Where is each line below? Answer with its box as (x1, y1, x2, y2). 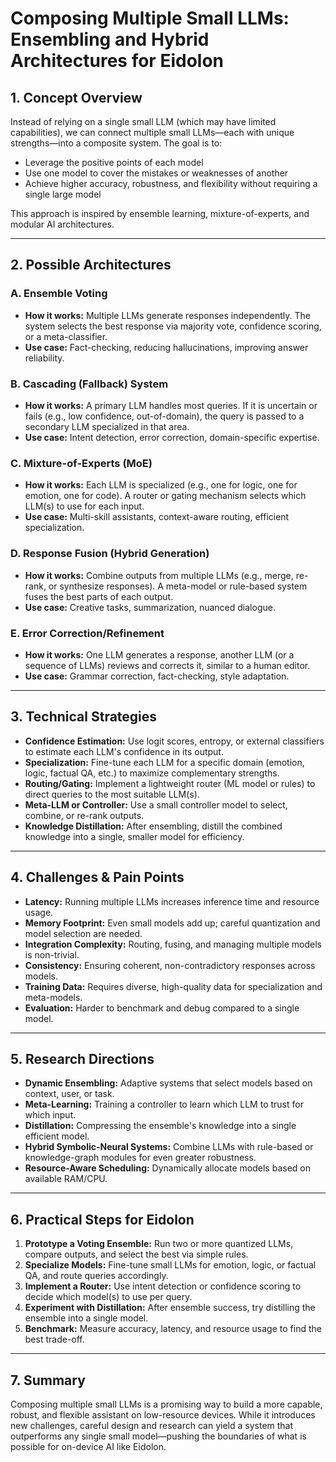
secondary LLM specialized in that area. (24, 420, 190, 432)
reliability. (24, 352, 65, 364)
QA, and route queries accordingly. (24, 1270, 169, 1282)
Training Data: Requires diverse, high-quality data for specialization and (24, 980, 323, 992)
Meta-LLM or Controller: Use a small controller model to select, (24, 798, 288, 811)
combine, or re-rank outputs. (24, 809, 145, 821)
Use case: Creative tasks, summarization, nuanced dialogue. (24, 601, 276, 613)
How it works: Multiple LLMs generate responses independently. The (24, 309, 311, 321)
